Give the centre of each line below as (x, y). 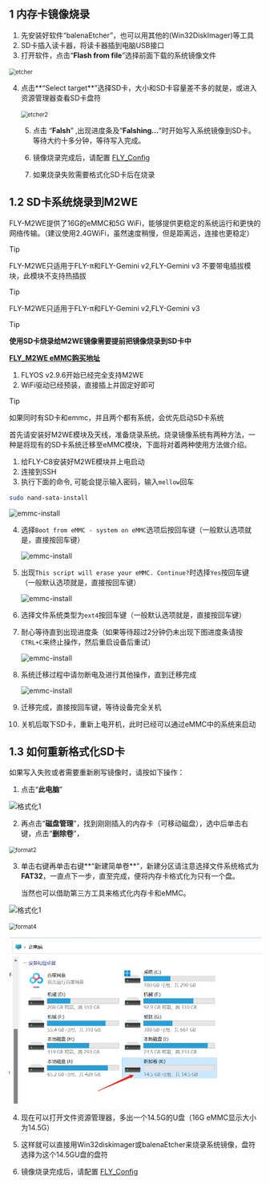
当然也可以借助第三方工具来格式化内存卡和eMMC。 (105, 893)
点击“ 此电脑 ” (42, 790)
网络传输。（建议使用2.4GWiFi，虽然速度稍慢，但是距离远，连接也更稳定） (131, 233)
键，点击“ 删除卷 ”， (52, 834)
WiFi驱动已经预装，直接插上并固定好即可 (88, 385)
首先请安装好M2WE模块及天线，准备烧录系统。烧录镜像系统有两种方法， (129, 434)
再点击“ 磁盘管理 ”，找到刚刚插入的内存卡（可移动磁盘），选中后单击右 (135, 823)
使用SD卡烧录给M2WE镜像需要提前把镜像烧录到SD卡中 (100, 341)
